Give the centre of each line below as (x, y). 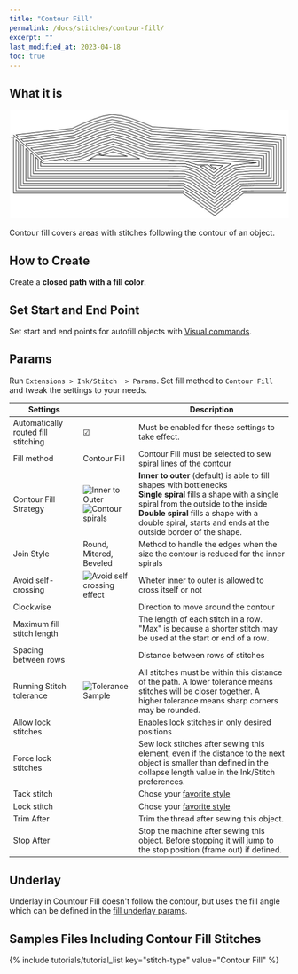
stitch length (36, 633)
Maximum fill (36, 624)
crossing (29, 589)
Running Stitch (39, 686)
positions (156, 731)
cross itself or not (170, 589)
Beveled (98, 563)
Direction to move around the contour (207, 607)
